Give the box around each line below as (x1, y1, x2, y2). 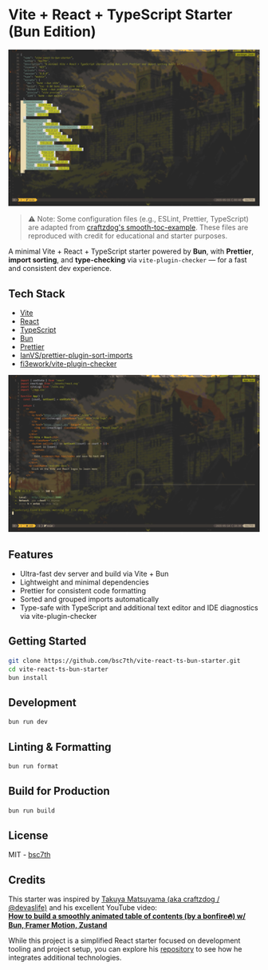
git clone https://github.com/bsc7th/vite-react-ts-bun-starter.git (8, 657, 241, 665)
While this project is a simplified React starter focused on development (8, 936, 241, 945)
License (8, 828, 49, 842)
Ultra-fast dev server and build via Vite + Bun (19, 569, 169, 579)
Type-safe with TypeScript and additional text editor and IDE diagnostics (19, 603, 258, 613)
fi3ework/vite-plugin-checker (19, 359, 117, 369)
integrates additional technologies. (8, 953, 122, 963)
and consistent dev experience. (8, 264, 112, 273)
